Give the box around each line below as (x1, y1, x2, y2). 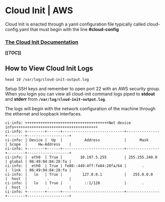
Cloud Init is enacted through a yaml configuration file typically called (5, 21, 146, 27)
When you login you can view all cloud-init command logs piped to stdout (5, 91, 155, 97)
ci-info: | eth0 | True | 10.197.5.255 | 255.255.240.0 (5, 155, 158, 160)
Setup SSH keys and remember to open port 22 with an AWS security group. (5, 86, 161, 92)
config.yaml (5, 26, 30, 32)
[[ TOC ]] (5, 50, 21, 56)
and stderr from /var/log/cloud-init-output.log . (5, 96, 106, 102)
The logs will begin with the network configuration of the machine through (5, 106, 156, 112)
